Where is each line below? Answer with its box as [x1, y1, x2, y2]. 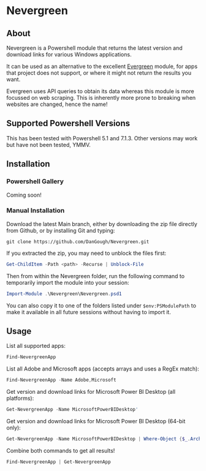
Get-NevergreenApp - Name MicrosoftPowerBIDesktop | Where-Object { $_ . [6, 435, 191, 442]
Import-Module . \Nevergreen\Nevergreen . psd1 [6, 290, 122, 297]
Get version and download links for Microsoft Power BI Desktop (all [6, 388, 176, 396]
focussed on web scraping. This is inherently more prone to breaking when [6, 94, 196, 101]
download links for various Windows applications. [6, 51, 132, 58]
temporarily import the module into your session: [6, 279, 129, 286]
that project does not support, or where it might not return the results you [6, 69, 192, 77]
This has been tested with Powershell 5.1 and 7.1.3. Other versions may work [6, 134, 198, 141]
